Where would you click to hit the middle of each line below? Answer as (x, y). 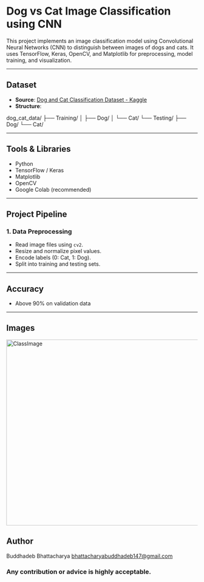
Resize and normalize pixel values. (58, 251)
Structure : (28, 106)
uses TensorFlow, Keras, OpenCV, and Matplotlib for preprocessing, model (100, 53)
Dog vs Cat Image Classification (89, 11)
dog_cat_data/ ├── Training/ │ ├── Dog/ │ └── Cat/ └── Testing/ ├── (97, 118)
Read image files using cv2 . (49, 245)
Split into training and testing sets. (58, 264)
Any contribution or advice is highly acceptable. (79, 572)
